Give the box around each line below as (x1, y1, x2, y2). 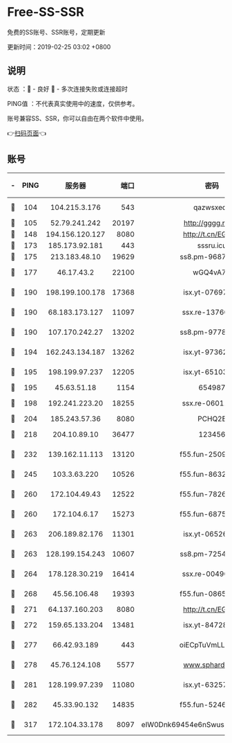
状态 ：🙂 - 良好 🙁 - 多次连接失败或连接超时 (7, 85, 128, 93)
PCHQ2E (197, 414, 226, 423)
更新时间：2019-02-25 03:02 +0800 (7, 42, 111, 51)
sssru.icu (197, 241, 227, 250)
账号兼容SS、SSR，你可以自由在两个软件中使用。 (7, 114, 148, 122)
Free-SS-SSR (7, 4, 84, 20)
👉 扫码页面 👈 (7, 129, 47, 137)
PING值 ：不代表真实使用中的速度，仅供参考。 (7, 99, 139, 107)
